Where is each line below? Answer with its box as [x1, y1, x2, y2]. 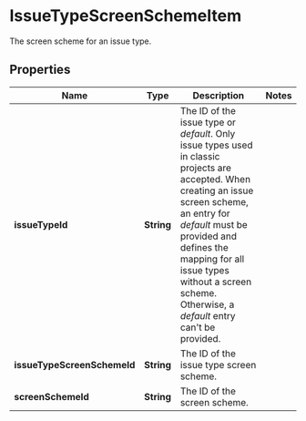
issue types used [179, 139, 253, 151]
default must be [179, 218, 248, 231]
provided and [179, 230, 238, 242]
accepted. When [179, 172, 251, 185]
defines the [179, 241, 229, 253]
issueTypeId [14, 218, 68, 231]
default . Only [179, 127, 236, 139]
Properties [9, 62, 71, 77]
